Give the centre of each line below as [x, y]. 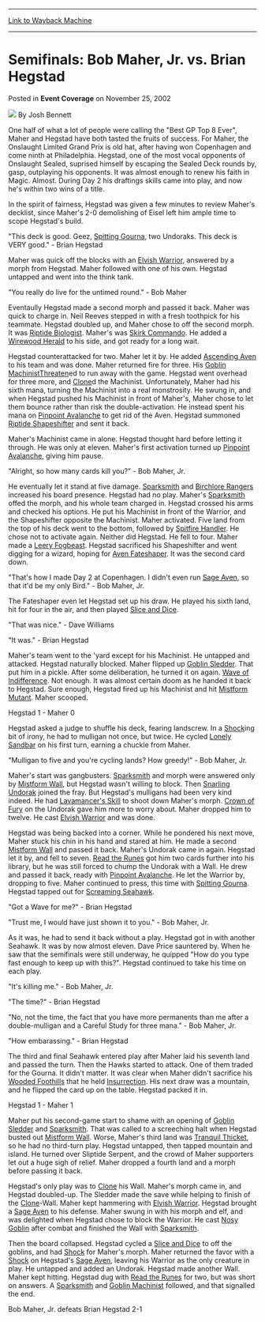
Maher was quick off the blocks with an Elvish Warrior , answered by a [121, 260]
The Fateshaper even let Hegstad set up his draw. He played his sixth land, [129, 601]
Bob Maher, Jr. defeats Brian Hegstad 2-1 [75, 1309]
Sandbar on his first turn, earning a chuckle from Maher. [99, 745]
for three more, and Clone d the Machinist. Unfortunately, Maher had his [124, 381]
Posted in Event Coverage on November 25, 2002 [90, 98]
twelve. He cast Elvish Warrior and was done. [82, 817]
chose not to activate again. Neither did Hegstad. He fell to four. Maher [123, 536]
